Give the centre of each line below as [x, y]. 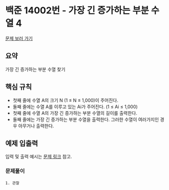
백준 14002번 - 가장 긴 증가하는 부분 [77, 10]
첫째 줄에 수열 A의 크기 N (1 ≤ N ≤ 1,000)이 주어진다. [66, 100]
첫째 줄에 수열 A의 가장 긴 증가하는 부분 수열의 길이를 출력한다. [75, 113]
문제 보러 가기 [19, 38]
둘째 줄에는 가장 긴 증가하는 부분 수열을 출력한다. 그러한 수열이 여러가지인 [86, 119]
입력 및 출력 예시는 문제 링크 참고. [39, 157]
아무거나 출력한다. [36, 126]
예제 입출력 [22, 143]
